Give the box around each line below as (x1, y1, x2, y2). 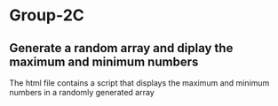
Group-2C (9, 5, 84, 26)
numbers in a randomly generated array (9, 87, 155, 97)
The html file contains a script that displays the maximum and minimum (9, 78, 270, 88)
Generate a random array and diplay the (9, 41, 234, 56)
